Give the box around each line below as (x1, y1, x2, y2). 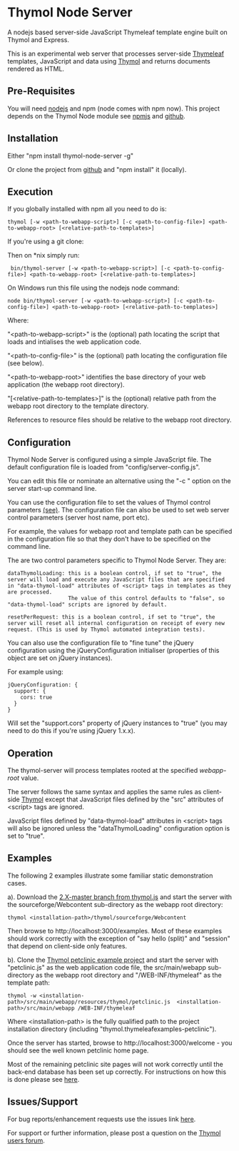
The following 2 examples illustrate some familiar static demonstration (7, 871, 213, 880)
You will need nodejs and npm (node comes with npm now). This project (7, 104, 220, 113)
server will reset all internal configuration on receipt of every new (7, 620, 225, 627)
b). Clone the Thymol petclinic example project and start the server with (7, 955, 219, 964)
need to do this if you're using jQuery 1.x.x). (7, 726, 136, 735)
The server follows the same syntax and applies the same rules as (7, 788, 202, 796)
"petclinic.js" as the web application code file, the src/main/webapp (7, 963, 207, 971)
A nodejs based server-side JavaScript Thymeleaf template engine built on (7, 28, 228, 36)
